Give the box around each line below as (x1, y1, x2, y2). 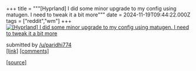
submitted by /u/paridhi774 (6, 41, 72, 48)
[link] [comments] (6, 48, 49, 55)
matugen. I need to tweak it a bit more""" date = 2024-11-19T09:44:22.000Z (6, 11, 191, 18)
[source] (6, 59, 27, 66)
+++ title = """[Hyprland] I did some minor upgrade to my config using (6, 5, 177, 12)
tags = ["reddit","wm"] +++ (6, 18, 72, 24)
